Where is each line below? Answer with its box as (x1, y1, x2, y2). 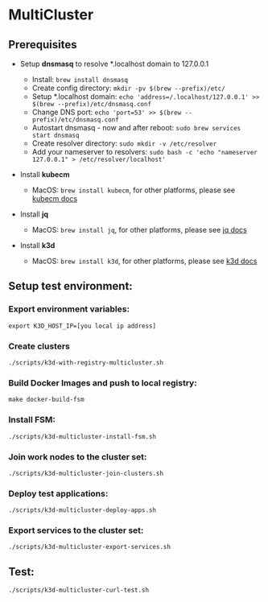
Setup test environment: (8, 279, 133, 293)
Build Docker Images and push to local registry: (8, 377, 197, 388)
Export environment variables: (8, 303, 130, 315)
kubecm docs (31, 194, 78, 203)
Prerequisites (8, 38, 77, 52)
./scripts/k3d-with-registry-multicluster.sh (8, 358, 163, 367)
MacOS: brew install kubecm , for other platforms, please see (31, 185, 236, 195)
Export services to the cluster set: (8, 525, 144, 536)
